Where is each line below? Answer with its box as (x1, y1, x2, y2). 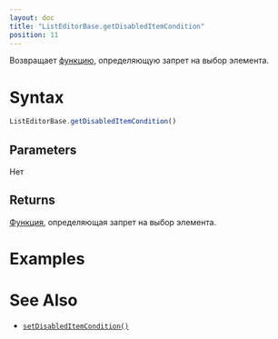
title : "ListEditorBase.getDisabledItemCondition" (9, 22, 205, 31)
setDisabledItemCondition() (22, 322, 129, 331)
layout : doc (9, 13, 55, 23)
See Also (9, 290, 78, 311)
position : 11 (9, 30, 59, 39)
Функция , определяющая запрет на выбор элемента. (9, 216, 216, 227)
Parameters (9, 142, 77, 157)
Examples (9, 249, 85, 269)
